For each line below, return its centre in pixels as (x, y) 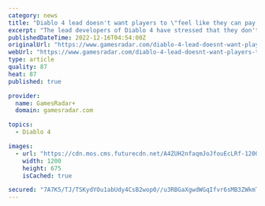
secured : (22, 190)
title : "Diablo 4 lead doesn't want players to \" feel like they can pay (132, 23)
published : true (35, 81)
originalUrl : (30, 45)
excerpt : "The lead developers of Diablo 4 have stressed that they (123, 30)
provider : (24, 96)
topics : (21, 125)
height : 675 (42, 168)
